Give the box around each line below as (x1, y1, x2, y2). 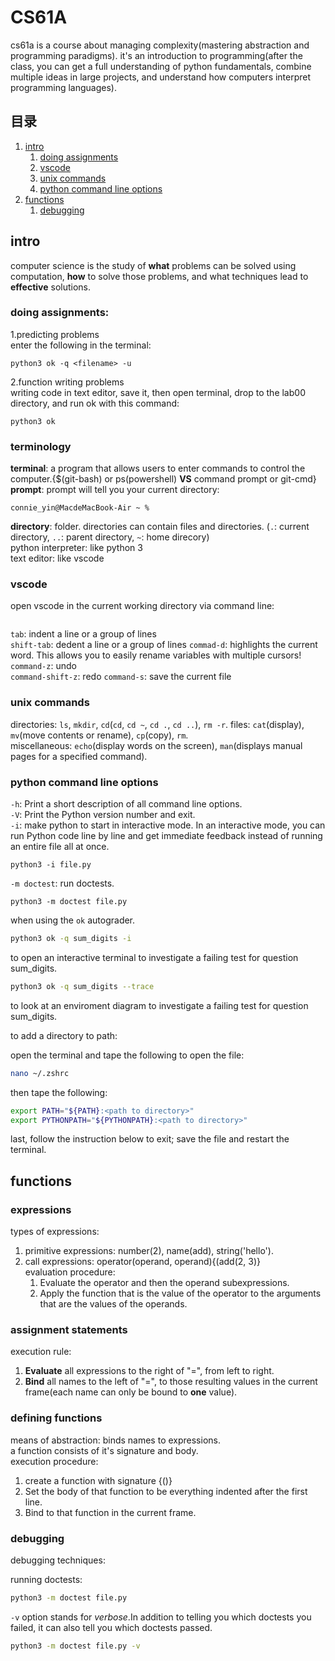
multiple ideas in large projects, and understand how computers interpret (10, 71, 312, 83)
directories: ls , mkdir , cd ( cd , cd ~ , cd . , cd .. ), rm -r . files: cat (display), (10, 718, 305, 730)
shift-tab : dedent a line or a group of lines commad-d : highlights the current (10, 639, 318, 651)
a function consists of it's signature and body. (10, 1444, 199, 1456)
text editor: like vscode (10, 552, 105, 565)
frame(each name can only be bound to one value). (24, 1386, 238, 1398)
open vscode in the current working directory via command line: (10, 600, 275, 612)
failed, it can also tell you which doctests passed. (10, 1621, 213, 1633)
